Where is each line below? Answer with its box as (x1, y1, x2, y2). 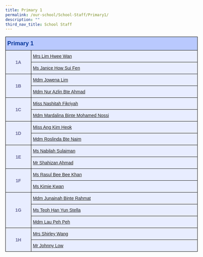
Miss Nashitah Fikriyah (32, 101, 78, 106)
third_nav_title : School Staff (5, 22, 72, 27)
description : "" (5, 17, 40, 22)
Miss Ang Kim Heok (32, 124, 72, 131)
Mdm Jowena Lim (32, 77, 68, 83)
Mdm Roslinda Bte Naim (32, 136, 82, 142)
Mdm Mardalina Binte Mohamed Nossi (32, 113, 109, 118)
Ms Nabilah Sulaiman (32, 148, 76, 154)
